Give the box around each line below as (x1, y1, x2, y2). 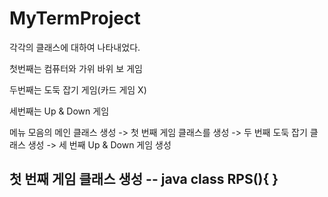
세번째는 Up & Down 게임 (9, 105, 110, 117)
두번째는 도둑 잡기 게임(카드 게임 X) (9, 83, 147, 96)
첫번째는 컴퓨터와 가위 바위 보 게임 (9, 62, 143, 74)
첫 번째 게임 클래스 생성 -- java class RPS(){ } (9, 171, 279, 188)
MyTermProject (9, 7, 141, 30)
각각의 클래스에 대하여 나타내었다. (9, 41, 141, 53)
